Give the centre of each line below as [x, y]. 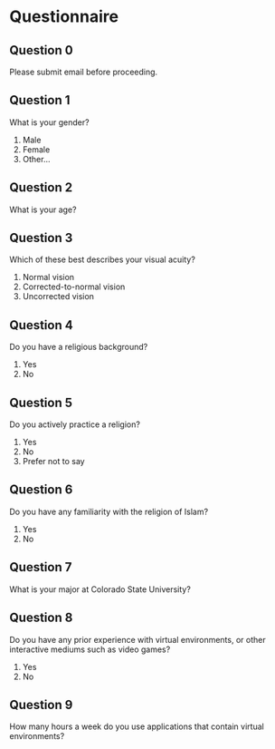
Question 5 [41, 402]
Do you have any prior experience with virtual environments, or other [137, 639]
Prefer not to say [53, 462]
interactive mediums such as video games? [90, 649]
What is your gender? [49, 122]
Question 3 [41, 238]
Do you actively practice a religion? [75, 424]
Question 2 [41, 188]
